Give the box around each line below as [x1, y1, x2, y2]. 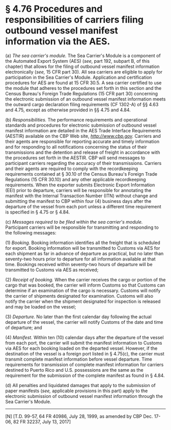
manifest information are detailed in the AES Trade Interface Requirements [5, 127, 161, 133]
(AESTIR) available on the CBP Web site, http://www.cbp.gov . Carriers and [5, 133, 161, 139]
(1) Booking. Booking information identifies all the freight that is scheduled [5, 240, 160, 246]
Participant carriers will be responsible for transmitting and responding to [5, 224, 159, 230]
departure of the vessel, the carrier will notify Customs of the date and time [5, 319, 163, 325]
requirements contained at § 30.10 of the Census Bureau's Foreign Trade [5, 171, 158, 177]
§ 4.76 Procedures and [5, 3, 103, 15]
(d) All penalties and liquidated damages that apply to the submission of [5, 382, 156, 388]
